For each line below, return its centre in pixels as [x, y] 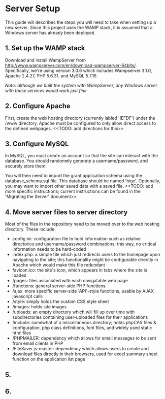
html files [21, 333]
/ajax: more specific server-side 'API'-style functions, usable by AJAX [83, 291]
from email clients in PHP [38, 343]
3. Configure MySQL [37, 144]
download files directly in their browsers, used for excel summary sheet [85, 354]
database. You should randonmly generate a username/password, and [77, 161]
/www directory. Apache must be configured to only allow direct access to [81, 123]
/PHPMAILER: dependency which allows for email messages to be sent [84, 338]
